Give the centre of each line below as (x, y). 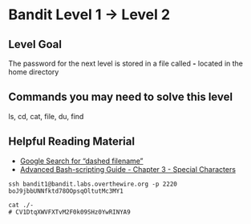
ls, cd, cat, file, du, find (46, 116)
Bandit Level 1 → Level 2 (89, 15)
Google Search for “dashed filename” (81, 161)
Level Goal (35, 44)
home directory (34, 72)
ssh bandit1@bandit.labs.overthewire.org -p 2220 (93, 184)
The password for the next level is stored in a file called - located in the (125, 63)
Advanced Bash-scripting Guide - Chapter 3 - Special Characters (128, 169)
